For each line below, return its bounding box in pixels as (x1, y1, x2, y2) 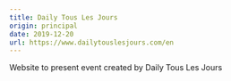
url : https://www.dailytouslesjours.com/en (9, 37, 175, 47)
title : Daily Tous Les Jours (9, 12, 118, 22)
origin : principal (9, 21, 78, 30)
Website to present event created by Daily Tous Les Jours (9, 62, 223, 73)
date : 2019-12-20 (9, 29, 74, 38)
